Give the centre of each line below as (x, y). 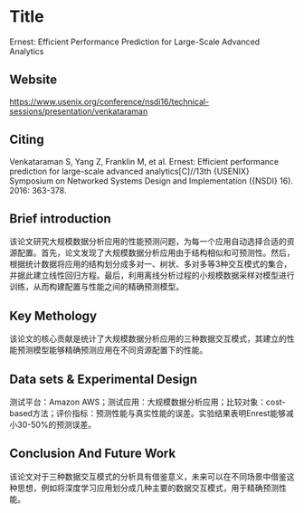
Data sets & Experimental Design (103, 379)
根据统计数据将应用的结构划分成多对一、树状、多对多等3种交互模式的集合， (151, 264)
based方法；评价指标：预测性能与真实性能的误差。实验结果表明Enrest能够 (148, 413)
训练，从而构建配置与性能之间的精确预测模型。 (96, 287)
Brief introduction (60, 218)
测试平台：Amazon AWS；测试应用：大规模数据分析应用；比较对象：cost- (148, 402)
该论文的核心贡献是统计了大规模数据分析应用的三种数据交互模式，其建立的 (148, 339)
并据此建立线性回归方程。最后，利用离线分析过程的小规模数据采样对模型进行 (152, 275)
